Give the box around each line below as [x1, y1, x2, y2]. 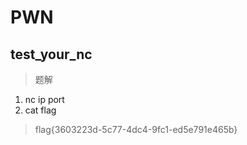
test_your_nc [10, 46, 93, 63]
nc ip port [24, 94, 65, 105]
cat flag [24, 104, 57, 116]
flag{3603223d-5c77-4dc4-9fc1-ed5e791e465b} [34, 124, 238, 135]
